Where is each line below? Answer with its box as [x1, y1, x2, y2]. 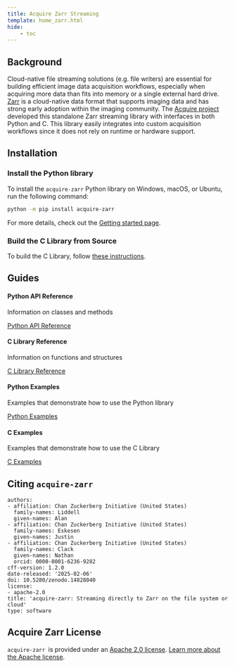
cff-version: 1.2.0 [7, 564, 65, 571]
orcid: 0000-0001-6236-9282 [13, 557, 96, 565]
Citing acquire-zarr [7, 478, 94, 490]
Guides [7, 272, 40, 284]
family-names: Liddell [13, 508, 80, 516]
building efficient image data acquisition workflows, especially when [7, 82, 205, 91]
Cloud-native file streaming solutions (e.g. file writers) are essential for [7, 75, 212, 83]
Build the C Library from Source [7, 236, 118, 246]
